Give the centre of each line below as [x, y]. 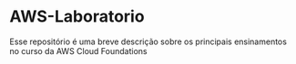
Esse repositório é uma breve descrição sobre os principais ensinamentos [148, 41]
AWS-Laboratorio [77, 17]
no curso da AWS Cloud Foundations [78, 50]
